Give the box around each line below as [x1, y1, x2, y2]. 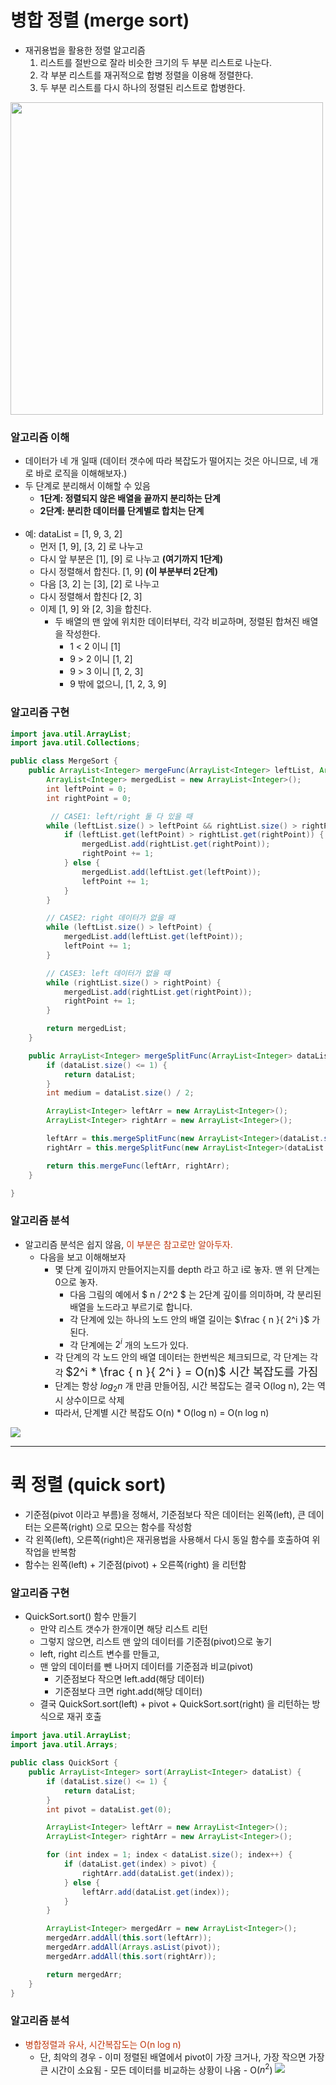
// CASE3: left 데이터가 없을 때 [46, 968, 171, 978]
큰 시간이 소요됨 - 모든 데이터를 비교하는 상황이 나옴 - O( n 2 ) [39, 2062, 273, 2076]
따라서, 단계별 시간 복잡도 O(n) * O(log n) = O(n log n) [54, 1407, 270, 1419]
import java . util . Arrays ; [10, 1740, 118, 1750]
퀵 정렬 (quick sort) [10, 1474, 167, 1496]
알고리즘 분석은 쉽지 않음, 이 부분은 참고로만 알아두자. [24, 1238, 233, 1250]
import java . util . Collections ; [10, 738, 141, 748]
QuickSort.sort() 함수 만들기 [24, 1611, 137, 1623]
